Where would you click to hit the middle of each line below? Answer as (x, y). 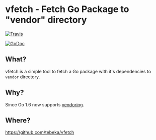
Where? (18, 120)
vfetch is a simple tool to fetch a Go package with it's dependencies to (78, 71)
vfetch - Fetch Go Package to (67, 9)
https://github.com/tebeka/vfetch (40, 132)
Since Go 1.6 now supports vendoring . (45, 104)
